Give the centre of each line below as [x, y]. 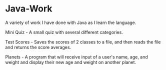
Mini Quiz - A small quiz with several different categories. [64, 32]
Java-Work [29, 9]
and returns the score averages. [38, 47]
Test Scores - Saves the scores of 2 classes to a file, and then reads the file [83, 42]
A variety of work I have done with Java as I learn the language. [71, 22]
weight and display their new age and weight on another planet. [71, 62]
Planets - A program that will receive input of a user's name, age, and [77, 57]
